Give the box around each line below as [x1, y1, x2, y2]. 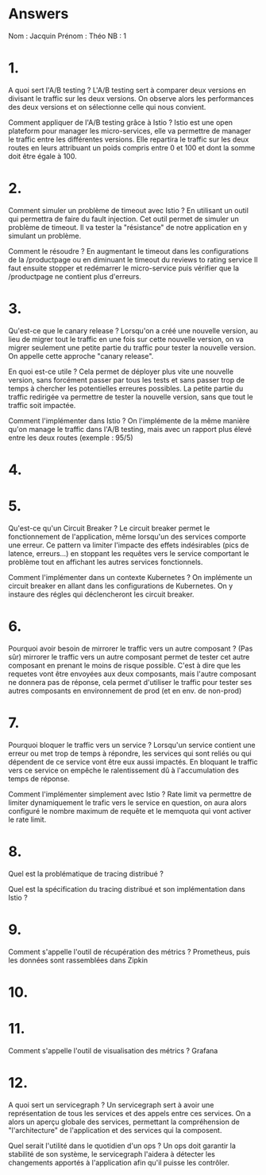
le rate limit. [8, 815, 47, 824]
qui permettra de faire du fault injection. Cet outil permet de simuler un [8, 214, 240, 224]
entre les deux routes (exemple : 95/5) [8, 433, 133, 442]
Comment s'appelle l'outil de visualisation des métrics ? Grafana [8, 1045, 218, 1055]
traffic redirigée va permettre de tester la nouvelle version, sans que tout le [8, 391, 253, 402]
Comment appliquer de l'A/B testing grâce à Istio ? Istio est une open [8, 117, 233, 127]
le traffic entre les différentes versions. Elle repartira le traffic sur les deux [8, 134, 249, 144]
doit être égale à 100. [8, 151, 77, 161]
